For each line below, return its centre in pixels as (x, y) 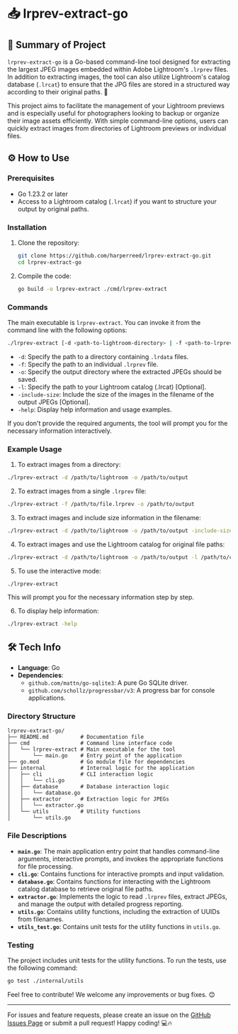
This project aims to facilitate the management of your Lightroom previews (116, 106)
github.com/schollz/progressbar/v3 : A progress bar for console (121, 691)
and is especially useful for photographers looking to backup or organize (113, 113)
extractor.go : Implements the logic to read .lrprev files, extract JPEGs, (123, 896)
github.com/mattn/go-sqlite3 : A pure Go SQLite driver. (108, 683)
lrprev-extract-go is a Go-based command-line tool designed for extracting (119, 62)
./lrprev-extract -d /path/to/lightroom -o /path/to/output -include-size (120, 530)
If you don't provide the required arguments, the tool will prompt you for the (118, 423)
